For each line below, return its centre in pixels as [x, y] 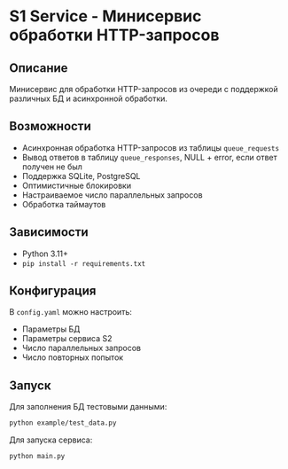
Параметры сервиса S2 [67, 339]
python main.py [37, 457]
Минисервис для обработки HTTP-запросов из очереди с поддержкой [144, 89]
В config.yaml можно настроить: [71, 312]
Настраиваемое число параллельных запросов [112, 195]
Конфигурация [53, 291]
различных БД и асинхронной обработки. [89, 98]
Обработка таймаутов [64, 204]
